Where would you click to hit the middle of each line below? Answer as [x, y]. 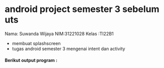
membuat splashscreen [36, 43]
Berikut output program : [31, 60]
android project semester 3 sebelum [82, 9]
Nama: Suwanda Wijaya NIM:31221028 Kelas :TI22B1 [59, 33]
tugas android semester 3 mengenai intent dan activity [68, 48]
